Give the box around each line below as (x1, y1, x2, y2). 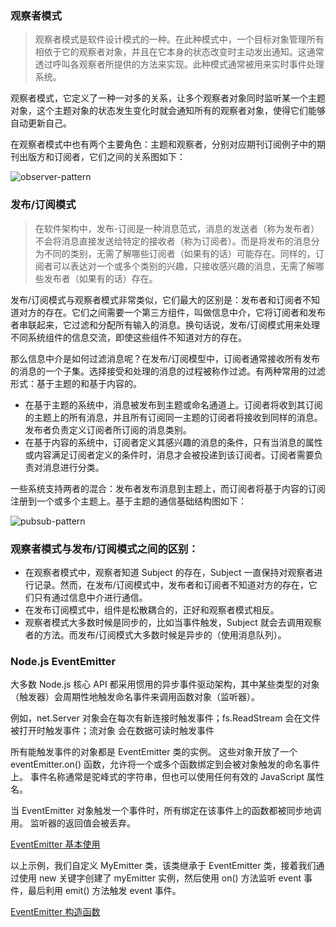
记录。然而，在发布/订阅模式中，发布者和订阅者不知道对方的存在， (33, 578, 309, 591)
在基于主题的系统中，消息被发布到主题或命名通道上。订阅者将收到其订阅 (24, 398, 323, 411)
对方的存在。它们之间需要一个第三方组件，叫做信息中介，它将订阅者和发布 (18, 306, 326, 318)
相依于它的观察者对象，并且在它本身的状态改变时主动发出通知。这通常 (34, 46, 325, 58)
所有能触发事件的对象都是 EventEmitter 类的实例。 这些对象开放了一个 (10, 746, 298, 758)
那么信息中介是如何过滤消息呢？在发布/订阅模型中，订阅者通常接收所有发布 (10, 352, 321, 364)
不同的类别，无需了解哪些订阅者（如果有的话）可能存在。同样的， (43, 247, 316, 259)
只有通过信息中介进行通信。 (33, 591, 148, 603)
